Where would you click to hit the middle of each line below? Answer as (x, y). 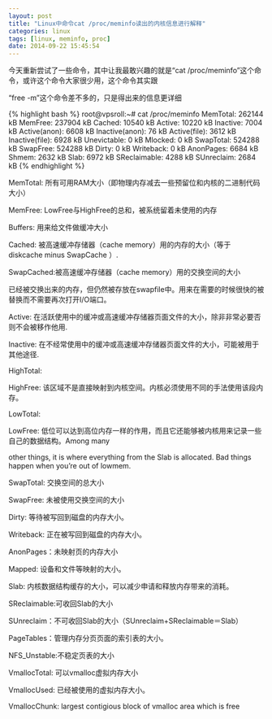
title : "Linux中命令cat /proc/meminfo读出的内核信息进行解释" (107, 24)
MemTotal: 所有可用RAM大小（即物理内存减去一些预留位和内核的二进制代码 (134, 183)
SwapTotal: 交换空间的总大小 (56, 483)
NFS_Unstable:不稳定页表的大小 (62, 656)
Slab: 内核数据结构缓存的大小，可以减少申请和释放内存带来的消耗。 (121, 586)
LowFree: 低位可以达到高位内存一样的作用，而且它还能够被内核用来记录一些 (135, 431)
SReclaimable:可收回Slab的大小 (61, 604)
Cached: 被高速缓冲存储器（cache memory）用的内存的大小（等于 (120, 245)
